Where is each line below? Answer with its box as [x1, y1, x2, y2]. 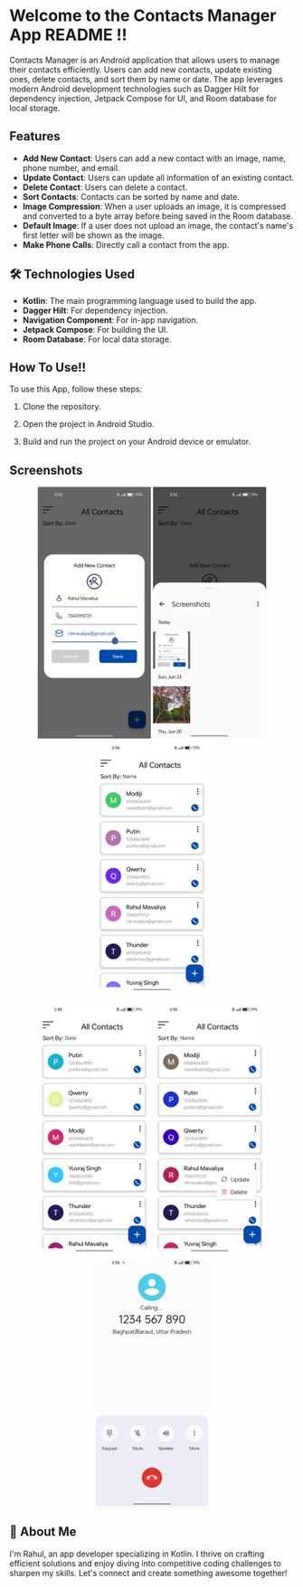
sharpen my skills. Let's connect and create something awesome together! [9, 1567, 288, 1578]
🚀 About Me [9, 1525, 77, 1540]
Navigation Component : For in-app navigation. [22, 314, 199, 326]
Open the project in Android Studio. [22, 419, 156, 430]
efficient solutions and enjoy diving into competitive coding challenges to [9, 1557, 282, 1569]
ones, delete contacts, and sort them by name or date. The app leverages [9, 73, 283, 84]
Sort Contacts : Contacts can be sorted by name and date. [22, 191, 240, 202]
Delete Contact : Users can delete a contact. [22, 182, 188, 193]
